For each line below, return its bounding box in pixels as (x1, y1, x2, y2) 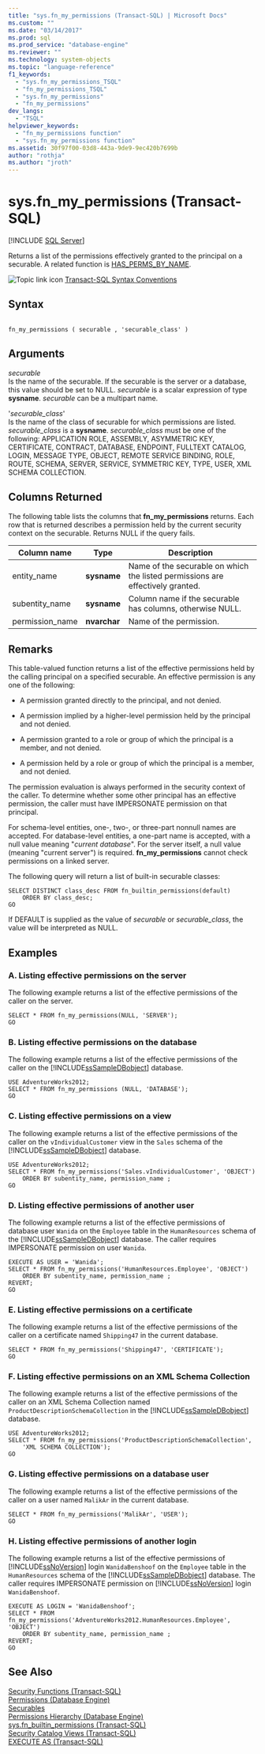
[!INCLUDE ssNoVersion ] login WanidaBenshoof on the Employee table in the (8, 1562, 247, 1571)
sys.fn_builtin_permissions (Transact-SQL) (8, 1720, 147, 1729)
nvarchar (85, 616, 121, 627)
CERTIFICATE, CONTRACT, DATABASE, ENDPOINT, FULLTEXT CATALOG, (8, 442, 247, 452)
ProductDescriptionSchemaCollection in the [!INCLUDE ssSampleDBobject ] (8, 1406, 249, 1415)
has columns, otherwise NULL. (128, 603, 242, 614)
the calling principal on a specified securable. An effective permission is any (8, 672, 256, 681)
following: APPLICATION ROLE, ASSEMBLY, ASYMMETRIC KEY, (8, 434, 215, 443)
